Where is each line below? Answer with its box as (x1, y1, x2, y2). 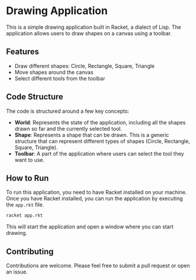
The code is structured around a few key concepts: (6, 107, 129, 114)
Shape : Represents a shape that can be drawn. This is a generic (14, 131, 170, 139)
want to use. (14, 156, 45, 163)
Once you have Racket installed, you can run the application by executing (6, 195, 183, 202)
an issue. (6, 268, 28, 275)
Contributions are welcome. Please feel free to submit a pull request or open (6, 262, 190, 269)
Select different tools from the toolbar (14, 75, 105, 82)
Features (6, 47, 39, 57)
